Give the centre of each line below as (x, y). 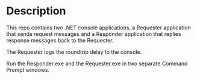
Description (36, 11)
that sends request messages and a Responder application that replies (94, 34)
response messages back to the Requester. (60, 40)
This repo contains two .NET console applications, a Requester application (98, 28)
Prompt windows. (28, 69)
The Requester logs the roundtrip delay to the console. (74, 51)
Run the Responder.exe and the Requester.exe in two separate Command (97, 63)
